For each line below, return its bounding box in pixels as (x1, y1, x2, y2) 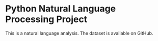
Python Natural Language (5, 3, 116, 14)
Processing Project (5, 13, 88, 25)
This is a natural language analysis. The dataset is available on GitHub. (5, 30, 153, 36)
